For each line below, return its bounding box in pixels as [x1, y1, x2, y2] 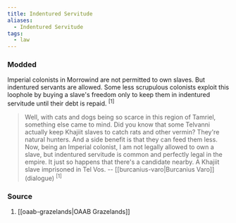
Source [7, 191, 33, 201]
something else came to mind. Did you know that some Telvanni [24, 120, 210, 129]
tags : [7, 30, 23, 37]
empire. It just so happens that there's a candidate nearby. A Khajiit [24, 158, 220, 166]
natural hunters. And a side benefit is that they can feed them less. [24, 135, 218, 144]
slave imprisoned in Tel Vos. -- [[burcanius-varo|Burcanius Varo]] [24, 165, 215, 174]
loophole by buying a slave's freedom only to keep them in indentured [7, 91, 210, 99]
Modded [7, 60, 37, 70]
